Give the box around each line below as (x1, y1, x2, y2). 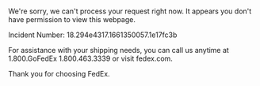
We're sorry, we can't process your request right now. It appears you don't (8, 6, 252, 16)
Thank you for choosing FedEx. (8, 69, 110, 78)
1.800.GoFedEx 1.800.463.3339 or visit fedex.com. (8, 54, 173, 63)
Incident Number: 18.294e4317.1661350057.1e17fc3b (8, 30, 178, 39)
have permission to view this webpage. (8, 15, 136, 24)
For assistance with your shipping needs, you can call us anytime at (8, 46, 230, 54)
